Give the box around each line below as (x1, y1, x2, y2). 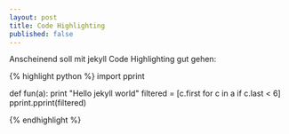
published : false (9, 29, 74, 38)
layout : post (9, 12, 58, 22)
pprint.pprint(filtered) (9, 98, 87, 108)
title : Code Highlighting (9, 21, 105, 30)
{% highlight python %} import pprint (9, 71, 145, 82)
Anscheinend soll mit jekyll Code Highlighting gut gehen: (9, 54, 217, 65)
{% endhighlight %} (9, 114, 82, 125)
